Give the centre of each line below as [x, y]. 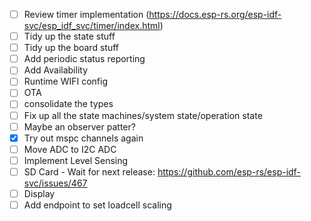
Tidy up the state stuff [69, 36]
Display [39, 193]
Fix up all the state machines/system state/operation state [143, 115]
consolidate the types [68, 104]
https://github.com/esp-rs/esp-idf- [229, 171]
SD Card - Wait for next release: [89, 171]
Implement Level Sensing [76, 160]
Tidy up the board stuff [71, 48]
